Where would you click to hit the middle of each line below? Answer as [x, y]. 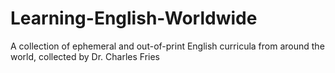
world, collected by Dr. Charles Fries [85, 56]
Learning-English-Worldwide [134, 18]
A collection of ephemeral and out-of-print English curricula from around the [167, 46]
